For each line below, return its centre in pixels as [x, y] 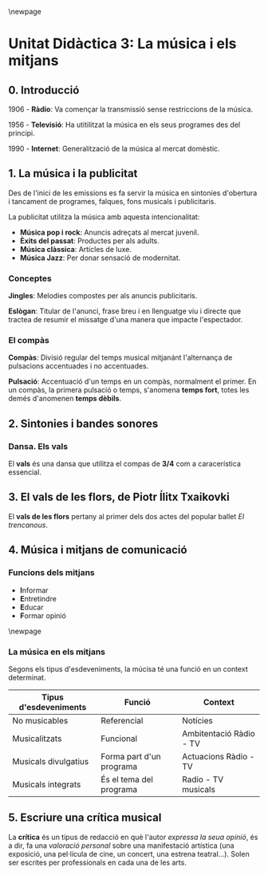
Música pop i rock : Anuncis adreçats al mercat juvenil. [109, 232]
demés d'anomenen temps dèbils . [65, 399]
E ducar [32, 607]
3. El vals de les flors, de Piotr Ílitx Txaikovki [119, 497]
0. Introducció [44, 90]
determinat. [27, 677]
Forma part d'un [131, 756]
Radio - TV [203, 779]
